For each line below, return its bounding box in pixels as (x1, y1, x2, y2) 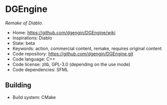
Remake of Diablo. (5, 20, 43, 26)
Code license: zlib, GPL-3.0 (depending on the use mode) (12, 61, 131, 67)
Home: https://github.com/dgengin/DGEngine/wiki (12, 29, 116, 35)
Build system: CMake (12, 94, 56, 100)
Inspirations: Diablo (12, 35, 52, 41)
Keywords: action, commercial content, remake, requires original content (12, 45, 162, 51)
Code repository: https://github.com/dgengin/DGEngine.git (12, 51, 134, 57)
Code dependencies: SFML (12, 66, 69, 73)
